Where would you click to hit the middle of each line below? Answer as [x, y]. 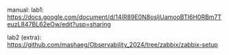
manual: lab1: [25, 10]
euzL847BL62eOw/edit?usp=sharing [59, 24]
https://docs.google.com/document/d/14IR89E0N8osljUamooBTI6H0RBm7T [114, 17]
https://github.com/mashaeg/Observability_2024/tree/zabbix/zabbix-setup [112, 44]
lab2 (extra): [24, 37]
